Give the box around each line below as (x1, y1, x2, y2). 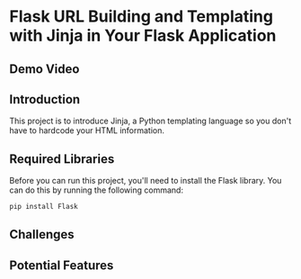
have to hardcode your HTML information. (9, 125, 164, 136)
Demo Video (9, 61, 80, 76)
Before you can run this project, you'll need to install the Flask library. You (9, 175, 282, 186)
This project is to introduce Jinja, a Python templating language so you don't (9, 115, 292, 127)
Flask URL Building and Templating (9, 6, 274, 27)
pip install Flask (9, 202, 78, 211)
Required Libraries (9, 151, 115, 166)
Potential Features (9, 257, 114, 273)
